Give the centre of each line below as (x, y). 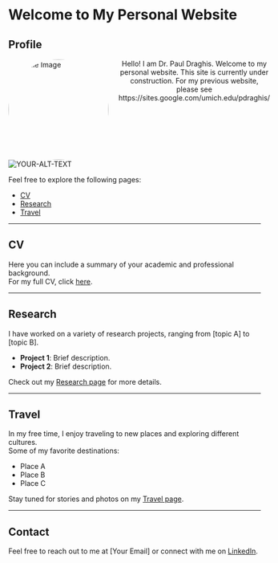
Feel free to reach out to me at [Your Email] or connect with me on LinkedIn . (133, 551)
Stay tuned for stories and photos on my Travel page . (96, 499)
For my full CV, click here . (50, 281)
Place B (32, 475)
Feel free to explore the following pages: (75, 180)
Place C (33, 483)
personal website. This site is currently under (194, 72)
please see (194, 89)
